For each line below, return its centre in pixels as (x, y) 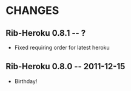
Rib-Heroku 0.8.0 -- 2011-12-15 (65, 66)
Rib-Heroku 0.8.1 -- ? (46, 33)
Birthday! (26, 81)
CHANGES (32, 11)
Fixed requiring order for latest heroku (62, 47)
